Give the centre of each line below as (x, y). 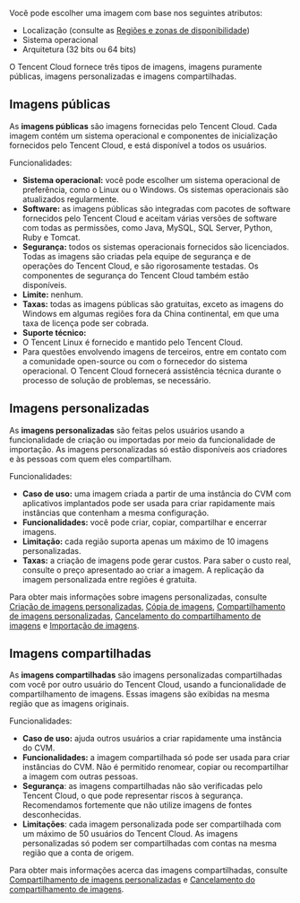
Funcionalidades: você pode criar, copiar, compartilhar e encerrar (144, 522)
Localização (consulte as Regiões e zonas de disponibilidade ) (136, 30)
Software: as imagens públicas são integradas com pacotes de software (156, 208)
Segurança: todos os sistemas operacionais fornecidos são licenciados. (155, 247)
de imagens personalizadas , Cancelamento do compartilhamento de (135, 616)
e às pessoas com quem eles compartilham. (90, 459)
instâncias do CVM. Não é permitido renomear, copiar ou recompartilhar (155, 767)
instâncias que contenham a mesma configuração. (116, 513)
